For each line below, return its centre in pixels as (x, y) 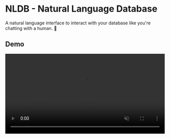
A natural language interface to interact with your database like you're (78, 23)
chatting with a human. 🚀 (31, 28)
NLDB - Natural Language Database (81, 9)
